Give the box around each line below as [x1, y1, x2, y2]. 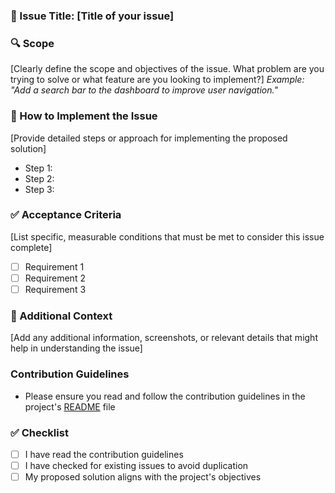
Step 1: [24, 162, 53, 174]
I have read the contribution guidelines [24, 448, 184, 460]
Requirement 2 [24, 272, 86, 284]
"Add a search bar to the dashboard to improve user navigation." [10, 84, 278, 96]
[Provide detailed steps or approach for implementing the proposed [10, 132, 288, 144]
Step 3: [24, 183, 55, 195]
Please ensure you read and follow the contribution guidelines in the [24, 390, 306, 402]
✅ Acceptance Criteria [10, 208, 122, 222]
